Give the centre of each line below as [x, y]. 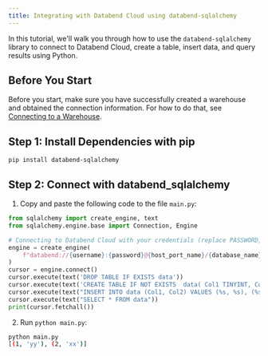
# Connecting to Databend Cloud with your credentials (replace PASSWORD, [135, 240]
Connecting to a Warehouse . [55, 117]
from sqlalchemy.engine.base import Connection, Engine [103, 225]
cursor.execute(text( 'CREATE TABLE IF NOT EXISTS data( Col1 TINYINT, [130, 285]
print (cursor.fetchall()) [51, 307]
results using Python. [43, 55]
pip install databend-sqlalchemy [64, 160]
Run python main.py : [53, 322]
